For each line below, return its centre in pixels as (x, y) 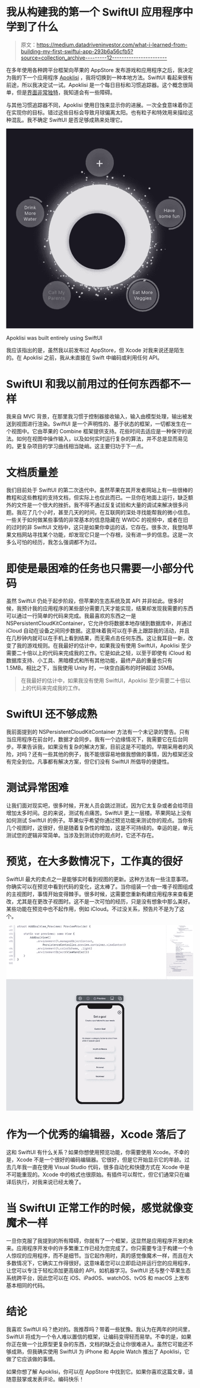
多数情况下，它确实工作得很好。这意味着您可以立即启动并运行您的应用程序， (100, 1263)
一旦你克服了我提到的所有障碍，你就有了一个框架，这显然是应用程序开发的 (97, 1240)
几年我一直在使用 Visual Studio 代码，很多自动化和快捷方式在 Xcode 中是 (100, 1167)
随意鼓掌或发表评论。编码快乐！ (45, 1379)
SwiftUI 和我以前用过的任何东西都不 (93, 384)
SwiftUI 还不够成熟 (52, 714)
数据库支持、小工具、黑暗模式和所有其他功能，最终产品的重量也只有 (89, 661)
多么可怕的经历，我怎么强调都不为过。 (53, 542)
